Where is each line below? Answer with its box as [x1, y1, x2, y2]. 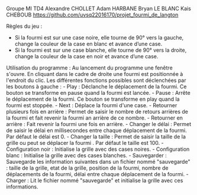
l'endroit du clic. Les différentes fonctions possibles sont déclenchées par [6, 77, 186, 84]
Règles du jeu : [6, 23, 43, 29]
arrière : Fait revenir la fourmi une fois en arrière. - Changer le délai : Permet [6, 121, 192, 127]
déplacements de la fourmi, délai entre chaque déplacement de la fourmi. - [6, 171, 189, 177]
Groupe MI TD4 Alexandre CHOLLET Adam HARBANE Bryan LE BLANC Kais [6, 5, 191, 12]
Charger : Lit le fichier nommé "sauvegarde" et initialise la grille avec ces [6, 177, 183, 184]
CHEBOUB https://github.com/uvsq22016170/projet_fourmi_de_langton [6, 11, 179, 18]
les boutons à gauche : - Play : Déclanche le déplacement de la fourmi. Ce [6, 83, 187, 90]
